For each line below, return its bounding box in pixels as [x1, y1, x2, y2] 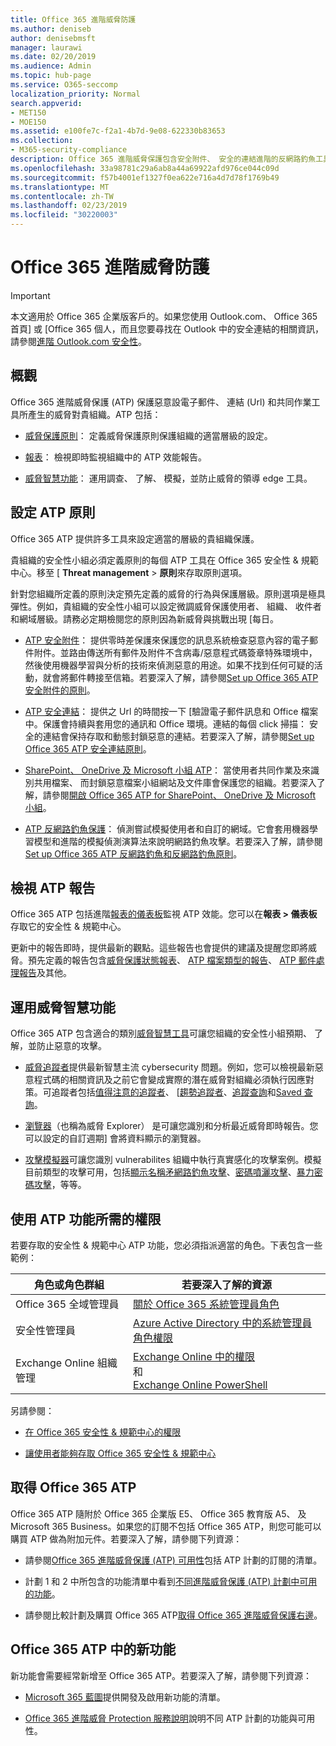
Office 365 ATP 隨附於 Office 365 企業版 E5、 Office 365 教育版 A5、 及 [10, 1507, 307, 1520]
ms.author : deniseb [10, 24, 92, 34]
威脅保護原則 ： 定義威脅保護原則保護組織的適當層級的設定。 [24, 429, 273, 441]
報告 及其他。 [18, 967, 72, 979]
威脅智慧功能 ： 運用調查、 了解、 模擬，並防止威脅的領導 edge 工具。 [24, 472, 313, 484]
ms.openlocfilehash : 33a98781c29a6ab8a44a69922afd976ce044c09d [10, 163, 280, 173]
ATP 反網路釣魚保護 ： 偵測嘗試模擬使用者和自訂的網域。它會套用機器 [24, 822, 310, 835]
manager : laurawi [10, 42, 83, 53]
